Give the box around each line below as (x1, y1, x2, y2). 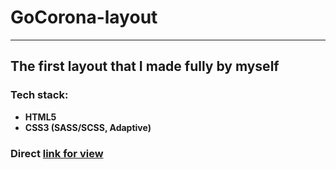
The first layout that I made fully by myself (10, 58, 280, 75)
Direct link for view (10, 146, 104, 160)
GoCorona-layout (10, 6, 158, 29)
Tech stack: (10, 88, 69, 102)
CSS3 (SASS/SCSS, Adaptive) (24, 121, 152, 133)
